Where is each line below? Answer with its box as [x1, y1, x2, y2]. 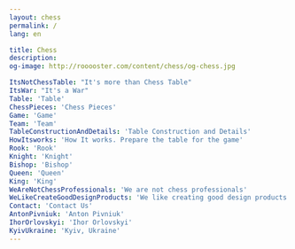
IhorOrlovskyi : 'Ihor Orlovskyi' [9, 218, 133, 227]
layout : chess [9, 12, 62, 22]
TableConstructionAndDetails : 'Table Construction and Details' [9, 128, 252, 136]
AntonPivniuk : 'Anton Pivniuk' [9, 210, 125, 219]
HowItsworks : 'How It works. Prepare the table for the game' [9, 136, 244, 144]
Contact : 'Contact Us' [9, 201, 93, 211]
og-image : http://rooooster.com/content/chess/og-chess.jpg [9, 62, 237, 71]
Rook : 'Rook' [9, 144, 58, 153]
